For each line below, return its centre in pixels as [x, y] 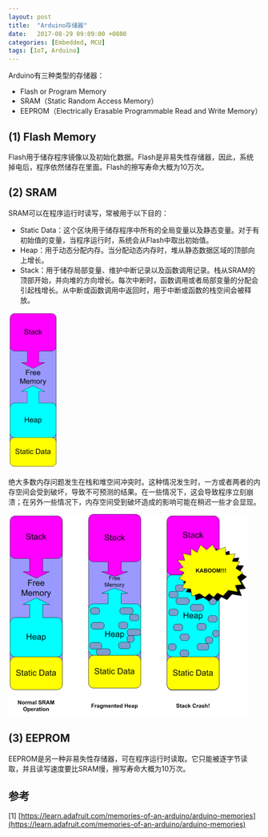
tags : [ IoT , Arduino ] [44, 51]
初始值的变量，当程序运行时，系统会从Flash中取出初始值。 [116, 239]
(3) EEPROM [39, 738]
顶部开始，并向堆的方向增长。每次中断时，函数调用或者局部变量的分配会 [139, 280]
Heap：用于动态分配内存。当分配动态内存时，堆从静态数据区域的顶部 [134, 250]
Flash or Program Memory [63, 91]
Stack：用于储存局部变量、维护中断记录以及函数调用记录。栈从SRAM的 [138, 270]
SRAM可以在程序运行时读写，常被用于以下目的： [89, 213]
